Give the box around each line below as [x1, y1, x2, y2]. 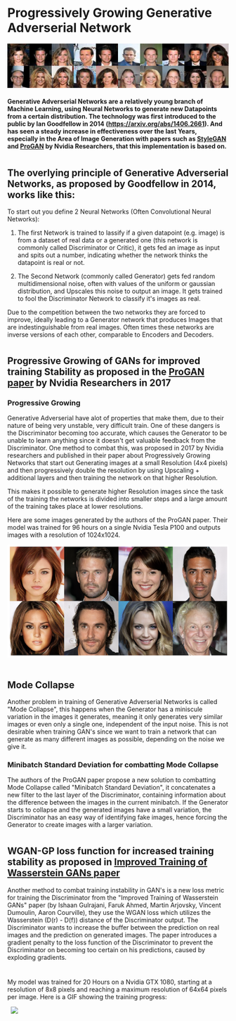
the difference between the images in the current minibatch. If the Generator [7, 798, 228, 807]
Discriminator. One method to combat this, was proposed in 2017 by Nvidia [7, 444, 224, 453]
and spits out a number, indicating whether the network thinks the [17, 251, 209, 259]
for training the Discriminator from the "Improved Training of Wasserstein [7, 893, 219, 902]
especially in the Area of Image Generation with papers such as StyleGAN [7, 135, 227, 143]
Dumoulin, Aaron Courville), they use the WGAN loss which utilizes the [7, 908, 211, 916]
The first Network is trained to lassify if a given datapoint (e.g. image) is [17, 228, 225, 237]
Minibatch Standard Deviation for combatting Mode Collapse [7, 760, 219, 769]
